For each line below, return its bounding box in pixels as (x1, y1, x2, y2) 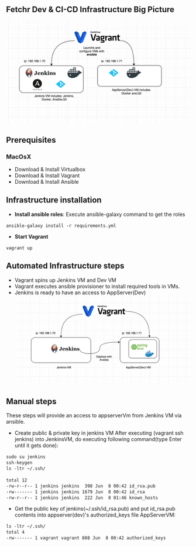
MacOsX (6, 152, 32, 160)
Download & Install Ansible (14, 178, 79, 185)
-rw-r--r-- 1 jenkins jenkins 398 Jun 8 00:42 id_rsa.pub (6, 483, 156, 489)
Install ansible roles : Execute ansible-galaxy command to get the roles (14, 211, 185, 218)
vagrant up (6, 245, 33, 251)
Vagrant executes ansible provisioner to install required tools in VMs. (14, 283, 180, 290)
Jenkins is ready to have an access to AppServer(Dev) (14, 289, 146, 296)
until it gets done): (14, 442, 59, 449)
